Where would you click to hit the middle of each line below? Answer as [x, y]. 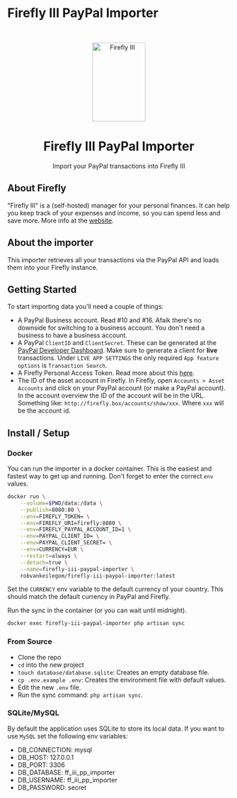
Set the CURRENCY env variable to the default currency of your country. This [116, 589]
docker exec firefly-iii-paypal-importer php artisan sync [96, 624]
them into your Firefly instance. [53, 267]
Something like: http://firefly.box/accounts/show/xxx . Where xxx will [121, 403]
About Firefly [37, 188]
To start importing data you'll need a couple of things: [86, 307]
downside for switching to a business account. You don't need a [111, 328]
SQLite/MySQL [33, 713]
